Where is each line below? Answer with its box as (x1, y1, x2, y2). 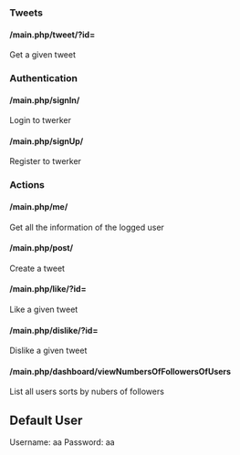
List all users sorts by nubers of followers (9, 386, 164, 398)
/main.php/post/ (9, 243, 74, 253)
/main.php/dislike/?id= (9, 325, 99, 336)
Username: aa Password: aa (9, 437, 116, 448)
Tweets (9, 6, 44, 19)
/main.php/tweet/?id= (9, 29, 96, 40)
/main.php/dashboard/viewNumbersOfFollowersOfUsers (9, 366, 231, 377)
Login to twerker (9, 115, 71, 126)
